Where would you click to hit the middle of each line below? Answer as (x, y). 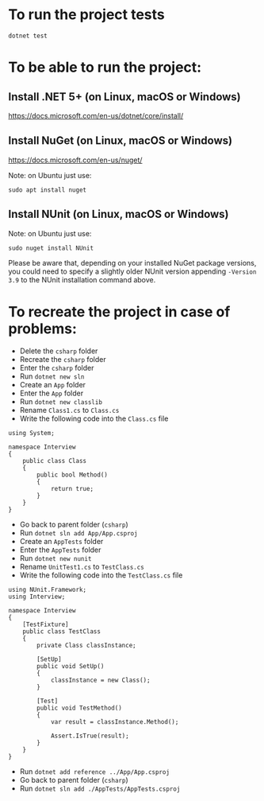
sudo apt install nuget (48, 190)
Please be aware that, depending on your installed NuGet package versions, (132, 262)
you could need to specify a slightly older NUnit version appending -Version (132, 271)
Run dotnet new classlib (61, 401)
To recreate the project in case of (119, 311)
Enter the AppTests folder (60, 550)
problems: (43, 329)
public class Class (55, 461)
